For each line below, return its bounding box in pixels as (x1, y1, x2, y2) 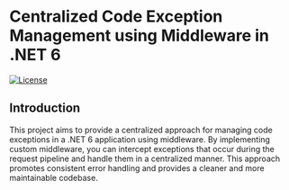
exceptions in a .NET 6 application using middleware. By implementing (9, 133, 270, 145)
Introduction (9, 101, 81, 116)
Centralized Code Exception (9, 6, 223, 27)
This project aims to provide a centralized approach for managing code (9, 124, 273, 135)
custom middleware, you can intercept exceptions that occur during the (9, 143, 275, 154)
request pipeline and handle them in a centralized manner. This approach (9, 153, 281, 164)
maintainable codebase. (9, 172, 99, 183)
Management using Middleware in (9, 25, 270, 46)
